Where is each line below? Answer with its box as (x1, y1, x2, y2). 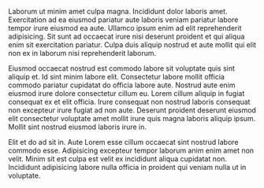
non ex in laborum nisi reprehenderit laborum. (8, 49, 157, 57)
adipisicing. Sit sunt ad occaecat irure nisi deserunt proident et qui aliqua (8, 31, 245, 41)
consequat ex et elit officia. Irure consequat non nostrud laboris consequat (8, 98, 251, 106)
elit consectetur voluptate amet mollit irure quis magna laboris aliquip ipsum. (8, 114, 256, 123)
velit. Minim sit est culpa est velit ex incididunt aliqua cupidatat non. (8, 154, 227, 164)
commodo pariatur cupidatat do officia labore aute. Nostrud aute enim (8, 80, 236, 90)
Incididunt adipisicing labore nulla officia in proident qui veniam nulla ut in (8, 163, 247, 171)
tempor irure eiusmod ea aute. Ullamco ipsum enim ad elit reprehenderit (8, 24, 242, 32)
